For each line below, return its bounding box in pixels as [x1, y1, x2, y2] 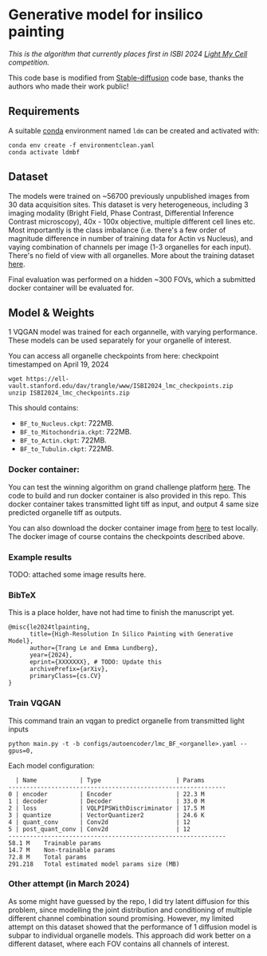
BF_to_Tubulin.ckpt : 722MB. [19, 444, 114, 454]
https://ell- [26, 375, 69, 383]
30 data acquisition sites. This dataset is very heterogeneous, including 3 [8, 200, 249, 209]
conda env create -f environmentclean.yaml [8, 141, 155, 149]
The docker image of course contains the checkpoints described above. [8, 531, 245, 541]
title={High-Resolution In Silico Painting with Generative [29, 630, 234, 638]
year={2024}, [29, 651, 73, 660]
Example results [8, 551, 73, 562]
